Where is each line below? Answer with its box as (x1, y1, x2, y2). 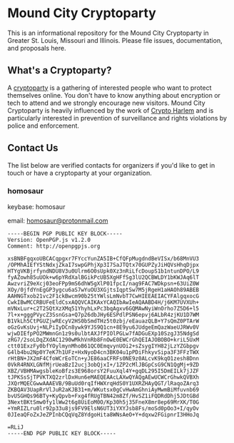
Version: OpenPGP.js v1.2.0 (7, 236, 91, 243)
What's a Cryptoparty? (7, 64, 112, 76)
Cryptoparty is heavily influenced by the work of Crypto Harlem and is (7, 106, 214, 115)
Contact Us (7, 142, 58, 154)
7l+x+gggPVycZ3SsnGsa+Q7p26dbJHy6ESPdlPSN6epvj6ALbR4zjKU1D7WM (7, 311, 200, 318)
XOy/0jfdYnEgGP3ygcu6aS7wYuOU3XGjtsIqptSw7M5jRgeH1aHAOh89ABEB (7, 286, 200, 293)
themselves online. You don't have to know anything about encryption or (7, 91, 221, 99)
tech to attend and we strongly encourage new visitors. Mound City (7, 98, 205, 107)
